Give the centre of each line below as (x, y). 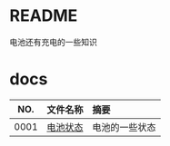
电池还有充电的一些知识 (53, 42)
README (44, 16)
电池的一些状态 (124, 127)
